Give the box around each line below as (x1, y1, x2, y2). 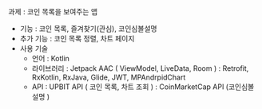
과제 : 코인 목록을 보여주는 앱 (8, 7, 98, 16)
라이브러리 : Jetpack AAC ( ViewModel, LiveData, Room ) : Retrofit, (31, 64, 249, 73)
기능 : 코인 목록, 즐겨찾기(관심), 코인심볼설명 (19, 24, 157, 33)
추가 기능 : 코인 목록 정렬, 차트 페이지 (19, 34, 135, 43)
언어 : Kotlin (31, 54, 70, 63)
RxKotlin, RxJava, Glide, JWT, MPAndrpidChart (31, 72, 186, 82)
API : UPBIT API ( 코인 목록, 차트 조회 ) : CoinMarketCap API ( (31, 82, 229, 91)
